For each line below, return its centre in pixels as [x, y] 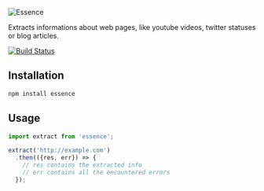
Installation [36, 76]
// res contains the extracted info [82, 165]
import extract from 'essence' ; [61, 136]
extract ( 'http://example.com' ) [59, 151]
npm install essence [42, 94]
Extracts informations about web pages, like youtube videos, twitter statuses [132, 27]
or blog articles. [33, 36]
